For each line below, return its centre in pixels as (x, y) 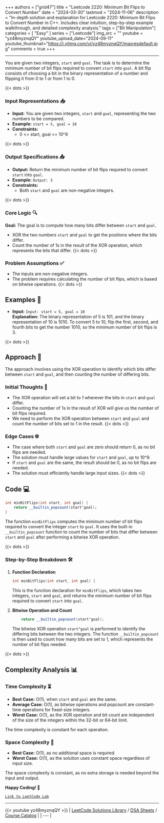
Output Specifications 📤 (35, 157)
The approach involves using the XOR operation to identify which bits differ (81, 369)
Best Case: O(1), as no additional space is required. (64, 753)
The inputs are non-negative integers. (50, 274)
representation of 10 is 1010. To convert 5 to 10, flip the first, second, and (85, 322)
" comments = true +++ (31, 49)
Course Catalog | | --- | (28, 815)
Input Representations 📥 (35, 101)
